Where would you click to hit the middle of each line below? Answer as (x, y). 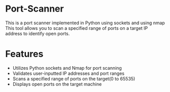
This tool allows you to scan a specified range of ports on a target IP (77, 28)
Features (24, 54)
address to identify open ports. (38, 33)
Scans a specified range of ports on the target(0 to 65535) (74, 78)
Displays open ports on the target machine (57, 84)
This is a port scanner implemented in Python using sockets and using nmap (85, 23)
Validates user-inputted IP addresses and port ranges (69, 73)
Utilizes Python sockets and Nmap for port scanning (67, 68)
